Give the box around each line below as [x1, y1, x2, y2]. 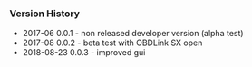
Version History [9, 7, 80, 20]
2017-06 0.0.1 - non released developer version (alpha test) [22, 28, 244, 39]
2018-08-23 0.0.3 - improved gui [22, 47, 146, 58]
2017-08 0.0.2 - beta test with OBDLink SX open [22, 37, 203, 48]
